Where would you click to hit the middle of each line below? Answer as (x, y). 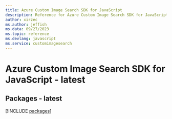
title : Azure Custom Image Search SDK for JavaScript (64, 10)
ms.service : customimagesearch (39, 44)
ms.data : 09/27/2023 (27, 29)
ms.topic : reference (27, 34)
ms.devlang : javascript (31, 39)
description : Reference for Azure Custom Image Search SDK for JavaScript (87, 15)
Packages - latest (34, 99)
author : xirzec (21, 19)
